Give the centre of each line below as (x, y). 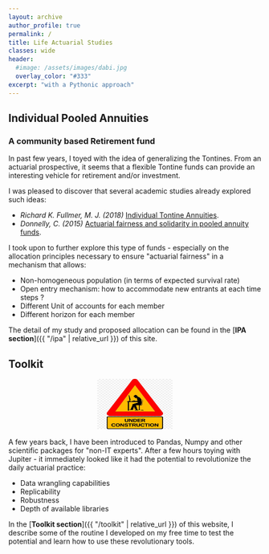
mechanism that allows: (47, 265)
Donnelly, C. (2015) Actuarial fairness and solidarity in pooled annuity (134, 224)
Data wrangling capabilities (65, 483)
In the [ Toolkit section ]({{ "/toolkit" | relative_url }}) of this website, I (121, 524)
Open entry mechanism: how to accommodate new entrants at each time (141, 289)
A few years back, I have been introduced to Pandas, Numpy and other (126, 442)
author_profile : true (45, 25)
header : (21, 59)
